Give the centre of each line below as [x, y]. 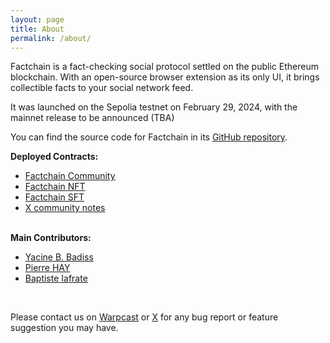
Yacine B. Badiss [59, 257]
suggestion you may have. [64, 328]
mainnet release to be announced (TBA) [92, 118]
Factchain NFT [55, 187]
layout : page [37, 19]
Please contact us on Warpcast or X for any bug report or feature [144, 317]
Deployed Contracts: [54, 157]
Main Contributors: [51, 238]
